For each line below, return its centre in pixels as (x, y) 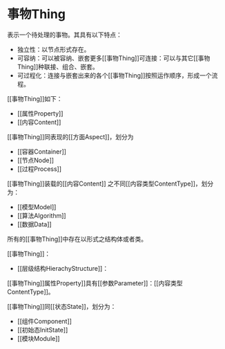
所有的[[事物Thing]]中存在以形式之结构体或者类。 (77, 239)
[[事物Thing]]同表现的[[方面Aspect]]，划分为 (70, 136)
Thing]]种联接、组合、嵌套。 (58, 66)
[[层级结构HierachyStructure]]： (63, 268)
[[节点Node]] (35, 160)
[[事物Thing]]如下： (35, 98)
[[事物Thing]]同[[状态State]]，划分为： (62, 306)
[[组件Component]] (45, 321)
